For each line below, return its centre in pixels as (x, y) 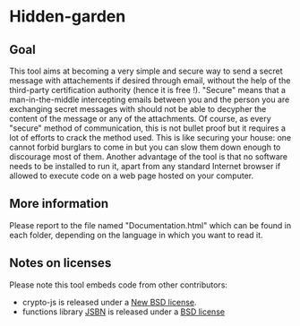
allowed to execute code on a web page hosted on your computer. (131, 176)
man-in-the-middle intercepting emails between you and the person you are (150, 99)
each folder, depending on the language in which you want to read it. (136, 235)
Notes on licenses (60, 263)
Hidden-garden (68, 17)
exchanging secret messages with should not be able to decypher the (138, 109)
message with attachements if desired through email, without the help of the (150, 81)
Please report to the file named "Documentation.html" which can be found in (150, 225)
